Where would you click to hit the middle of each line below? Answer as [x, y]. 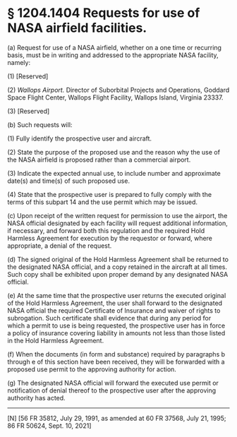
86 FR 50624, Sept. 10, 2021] [49, 426]
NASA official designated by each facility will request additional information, [117, 223]
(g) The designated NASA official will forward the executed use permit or [113, 383]
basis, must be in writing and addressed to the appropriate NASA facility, [113, 55]
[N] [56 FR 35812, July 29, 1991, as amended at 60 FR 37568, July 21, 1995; [117, 418]
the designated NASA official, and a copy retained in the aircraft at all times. [117, 267]
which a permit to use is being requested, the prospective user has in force [116, 325]
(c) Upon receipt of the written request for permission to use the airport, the [117, 215]
